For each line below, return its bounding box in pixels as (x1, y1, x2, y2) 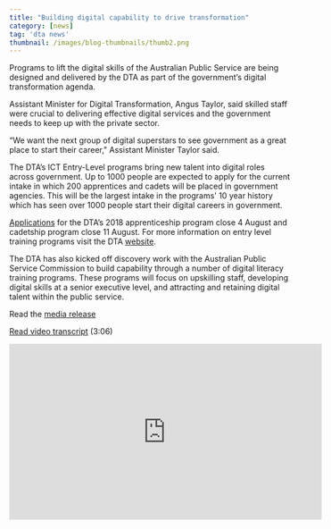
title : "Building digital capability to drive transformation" (9, 13, 250, 22)
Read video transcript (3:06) (9, 326, 113, 337)
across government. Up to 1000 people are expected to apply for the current (9, 172, 291, 182)
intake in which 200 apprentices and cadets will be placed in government (9, 181, 278, 192)
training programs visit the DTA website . (9, 236, 156, 247)
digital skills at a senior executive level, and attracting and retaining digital (9, 282, 280, 293)
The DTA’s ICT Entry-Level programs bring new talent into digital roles (9, 162, 265, 172)
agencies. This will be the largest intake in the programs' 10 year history (9, 190, 274, 201)
